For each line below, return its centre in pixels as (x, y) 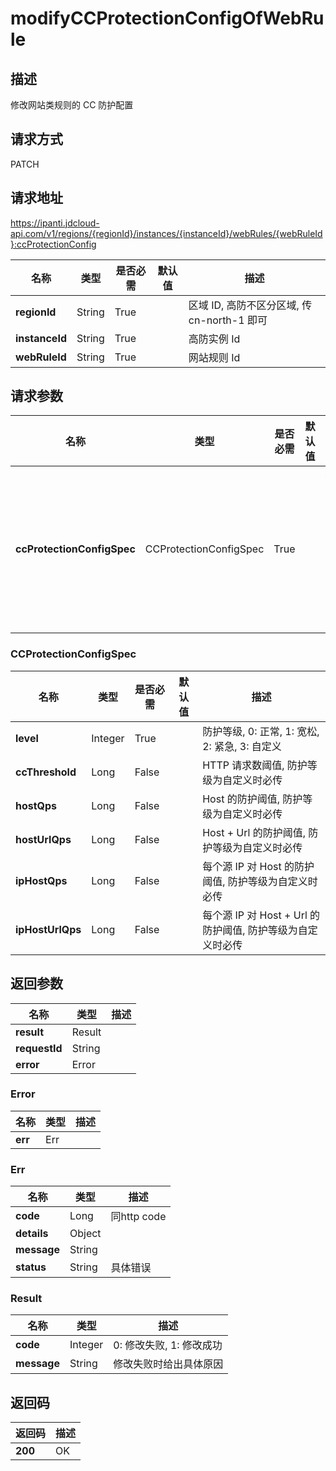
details (32, 1234)
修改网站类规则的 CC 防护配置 (72, 105)
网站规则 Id (214, 357)
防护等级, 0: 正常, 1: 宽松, (261, 731)
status (31, 1267)
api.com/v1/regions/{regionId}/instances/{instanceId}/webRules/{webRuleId (166, 233)
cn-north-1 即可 (228, 320)
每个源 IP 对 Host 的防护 (258, 866)
